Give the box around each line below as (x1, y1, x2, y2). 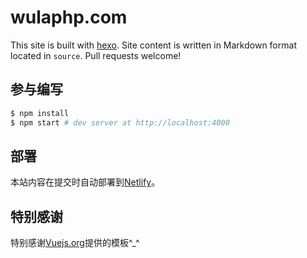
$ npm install (10, 108, 70, 118)
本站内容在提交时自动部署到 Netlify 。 (10, 176, 161, 188)
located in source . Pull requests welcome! (10, 49, 182, 61)
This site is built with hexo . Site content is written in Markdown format (10, 39, 297, 51)
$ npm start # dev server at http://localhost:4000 (10, 117, 230, 128)
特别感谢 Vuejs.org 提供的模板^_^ (10, 237, 140, 249)
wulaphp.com (10, 6, 128, 29)
